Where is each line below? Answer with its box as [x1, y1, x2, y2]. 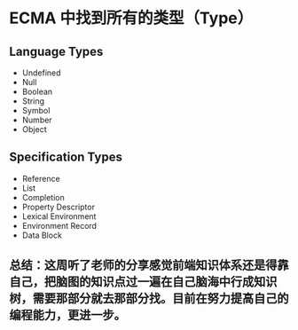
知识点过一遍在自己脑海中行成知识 [90, 274, 278, 289]
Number [21, 114, 52, 125]
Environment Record [21, 220, 98, 231]
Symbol [21, 106, 51, 115]
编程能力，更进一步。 [9, 308, 126, 323]
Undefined [21, 67, 61, 78]
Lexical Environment [21, 210, 97, 222]
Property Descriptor [21, 201, 96, 212]
